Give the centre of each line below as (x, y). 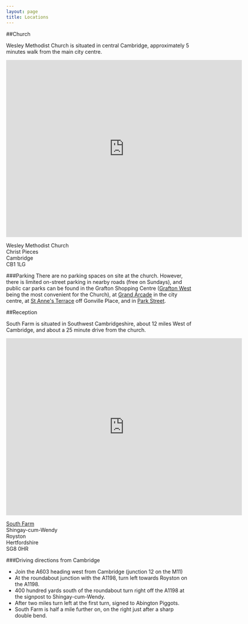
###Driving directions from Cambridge (53, 560)
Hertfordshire (22, 542)
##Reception (22, 312)
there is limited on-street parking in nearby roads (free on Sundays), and (94, 282)
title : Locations (27, 17)
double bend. (31, 615)
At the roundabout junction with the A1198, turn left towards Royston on (101, 578)
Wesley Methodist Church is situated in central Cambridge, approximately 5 (98, 45)
